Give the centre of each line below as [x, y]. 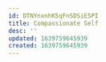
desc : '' [23, 31]
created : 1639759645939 [48, 46]
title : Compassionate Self [53, 23]
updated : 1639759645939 [48, 38]
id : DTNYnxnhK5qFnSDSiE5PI [53, 16]
